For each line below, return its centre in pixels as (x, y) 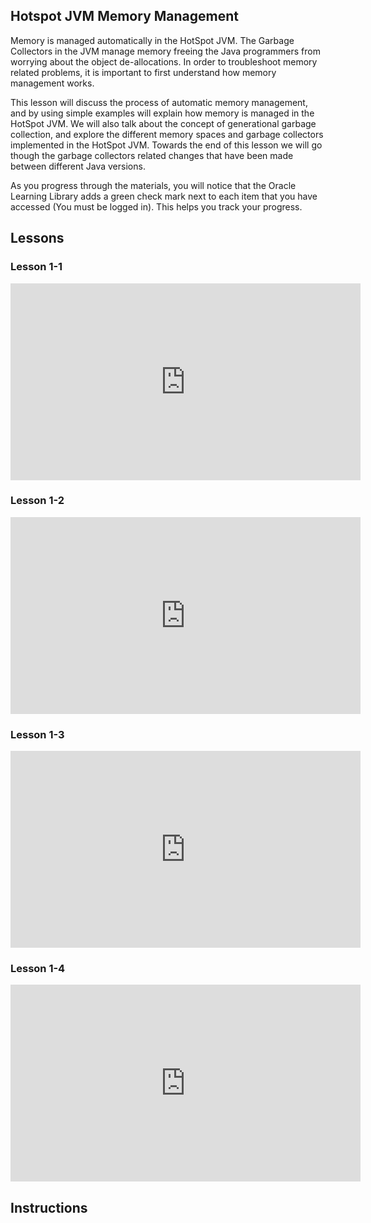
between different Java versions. (78, 166)
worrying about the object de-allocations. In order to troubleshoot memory (164, 61)
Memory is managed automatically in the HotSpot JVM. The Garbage (152, 40)
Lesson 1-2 (37, 501)
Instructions (49, 1207)
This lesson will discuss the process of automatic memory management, (159, 102)
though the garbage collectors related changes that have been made (152, 155)
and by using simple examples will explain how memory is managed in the (162, 113)
